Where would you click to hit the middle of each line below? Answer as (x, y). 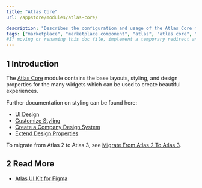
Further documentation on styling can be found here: (72, 102)
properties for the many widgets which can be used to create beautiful (93, 84)
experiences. (23, 91)
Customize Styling (38, 120)
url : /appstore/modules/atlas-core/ (52, 17)
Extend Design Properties (47, 133)
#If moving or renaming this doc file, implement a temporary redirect (98, 40)
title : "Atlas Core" (32, 12)
